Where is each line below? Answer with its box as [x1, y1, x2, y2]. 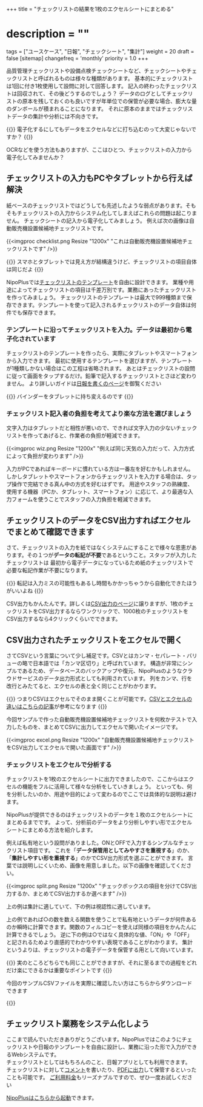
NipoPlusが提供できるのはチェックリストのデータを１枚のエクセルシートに [6, 811, 193, 819]
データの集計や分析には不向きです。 [11, 112, 102, 120]
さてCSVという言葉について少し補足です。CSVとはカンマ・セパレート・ [6, 652, 187, 659]
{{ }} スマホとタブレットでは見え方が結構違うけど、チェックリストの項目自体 [6, 257, 197, 265]
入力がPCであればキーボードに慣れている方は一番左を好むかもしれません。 [6, 465, 194, 472]
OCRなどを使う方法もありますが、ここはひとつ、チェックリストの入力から [6, 146, 193, 153]
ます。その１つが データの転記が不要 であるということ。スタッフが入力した [11, 551, 197, 559]
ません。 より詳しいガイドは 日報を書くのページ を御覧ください [6, 380, 162, 387]
